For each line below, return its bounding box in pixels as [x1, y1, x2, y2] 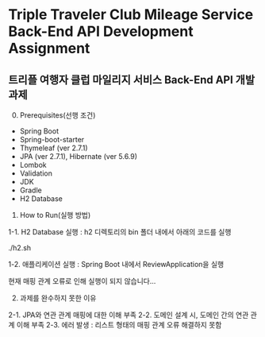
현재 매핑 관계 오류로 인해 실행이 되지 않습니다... [8, 277, 156, 285]
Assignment [8, 40, 90, 57]
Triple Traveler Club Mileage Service [8, 6, 254, 24]
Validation [19, 168, 53, 178]
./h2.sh [8, 243, 32, 252]
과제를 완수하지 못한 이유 [19, 293, 97, 303]
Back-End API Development [8, 22, 194, 41]
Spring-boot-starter [19, 135, 85, 144]
